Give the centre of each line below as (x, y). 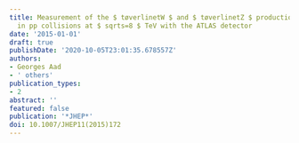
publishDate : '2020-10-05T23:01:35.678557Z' (93, 51)
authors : (25, 59)
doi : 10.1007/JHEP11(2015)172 (65, 125)
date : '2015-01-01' (45, 34)
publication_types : (45, 83)
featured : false (39, 108)
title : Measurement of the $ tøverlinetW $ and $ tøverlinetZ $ (131, 17)
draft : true (31, 42)
